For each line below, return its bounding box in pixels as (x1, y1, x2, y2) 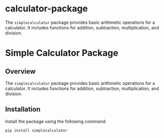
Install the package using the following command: (5, 118, 107, 124)
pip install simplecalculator (5, 128, 68, 133)
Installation (5, 105, 41, 114)
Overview (5, 67, 36, 75)
